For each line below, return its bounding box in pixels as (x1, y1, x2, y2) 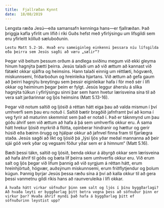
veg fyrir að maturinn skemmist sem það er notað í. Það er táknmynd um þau (5, 114, 160, 120)
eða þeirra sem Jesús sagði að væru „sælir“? (5, 49, 99, 54)
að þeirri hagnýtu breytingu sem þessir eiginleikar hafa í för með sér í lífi (5, 79, 150, 85)
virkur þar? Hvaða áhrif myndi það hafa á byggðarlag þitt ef (5, 194, 135, 199)
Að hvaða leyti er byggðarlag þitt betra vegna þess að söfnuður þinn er (5, 189, 159, 194)
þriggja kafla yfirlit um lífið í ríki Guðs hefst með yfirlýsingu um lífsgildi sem (5, 30, 155, 36)
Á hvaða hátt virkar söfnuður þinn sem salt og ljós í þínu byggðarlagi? (5, 185, 159, 190)
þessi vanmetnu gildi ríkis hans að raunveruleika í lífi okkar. (5, 176, 124, 182)
